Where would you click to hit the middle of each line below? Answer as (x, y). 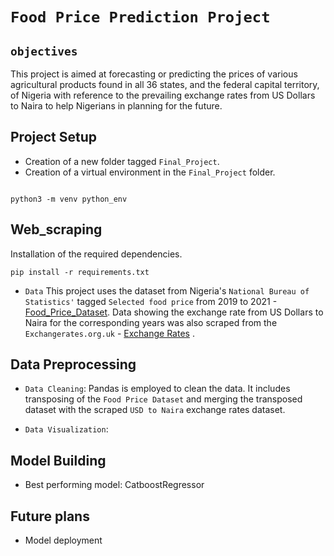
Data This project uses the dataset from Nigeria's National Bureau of (167, 290)
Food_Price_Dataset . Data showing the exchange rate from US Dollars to (174, 312)
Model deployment (63, 540)
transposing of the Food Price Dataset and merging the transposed (163, 399)
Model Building (58, 460)
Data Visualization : (66, 429)
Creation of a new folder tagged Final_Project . (122, 161)
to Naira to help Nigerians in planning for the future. (116, 106)
